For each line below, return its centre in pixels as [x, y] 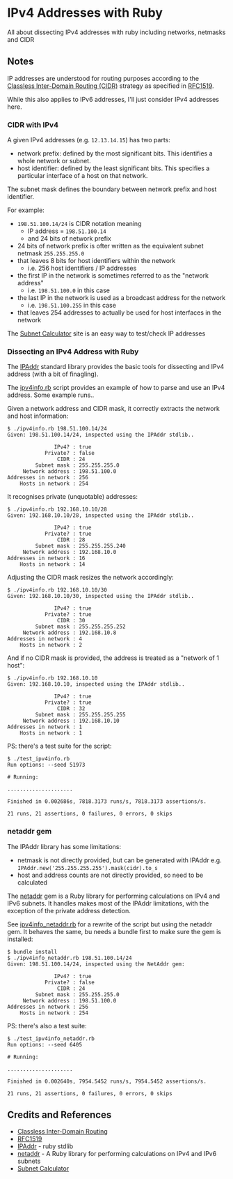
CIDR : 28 [71, 540]
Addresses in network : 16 [46, 558]
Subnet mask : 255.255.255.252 [81, 627]
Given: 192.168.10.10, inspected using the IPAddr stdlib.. [96, 684]
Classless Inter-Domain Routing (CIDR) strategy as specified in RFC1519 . [111, 86]
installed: [20, 939]
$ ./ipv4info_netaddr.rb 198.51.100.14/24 [70, 958]
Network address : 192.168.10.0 [70, 553]
